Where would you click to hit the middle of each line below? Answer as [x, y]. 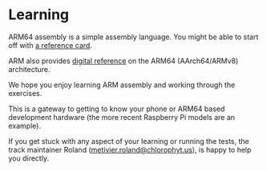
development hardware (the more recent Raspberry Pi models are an [121, 117]
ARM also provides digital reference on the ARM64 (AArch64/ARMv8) [123, 61]
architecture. [29, 69]
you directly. [29, 158]
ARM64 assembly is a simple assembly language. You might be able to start [133, 37]
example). [25, 125]
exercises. [25, 93]
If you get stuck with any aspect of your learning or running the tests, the [129, 141]
